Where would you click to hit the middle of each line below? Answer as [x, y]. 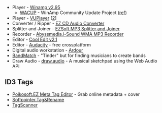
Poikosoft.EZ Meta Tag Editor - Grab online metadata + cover [76, 94]
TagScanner [25, 105]
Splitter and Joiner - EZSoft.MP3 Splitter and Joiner [66, 29]
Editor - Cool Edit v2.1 [35, 39]
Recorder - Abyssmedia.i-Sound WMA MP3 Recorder [68, 34]
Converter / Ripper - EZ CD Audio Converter [58, 23]
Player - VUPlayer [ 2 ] [34, 18]
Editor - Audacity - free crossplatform [52, 45]
